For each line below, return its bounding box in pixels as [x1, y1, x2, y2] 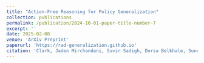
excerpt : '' [6, 25, 36, 32]
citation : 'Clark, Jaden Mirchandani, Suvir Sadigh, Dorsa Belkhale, [6, 48, 186, 54]
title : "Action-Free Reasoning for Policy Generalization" [6, 8, 159, 15]
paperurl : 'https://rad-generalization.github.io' [6, 43, 137, 49]
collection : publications [6, 14, 72, 20]
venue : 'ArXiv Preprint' [6, 37, 69, 43]
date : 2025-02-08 [6, 31, 50, 37]
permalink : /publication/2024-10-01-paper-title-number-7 [6, 20, 156, 26]
